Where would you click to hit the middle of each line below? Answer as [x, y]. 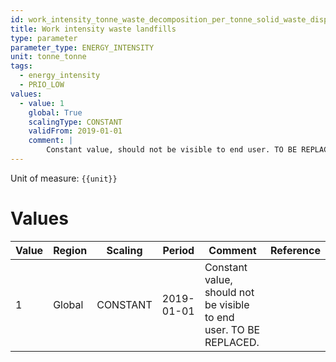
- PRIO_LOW [42, 85]
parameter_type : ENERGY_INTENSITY [82, 47]
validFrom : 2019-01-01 [75, 131]
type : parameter [44, 38]
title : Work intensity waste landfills [93, 29]
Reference [295, 250]
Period [178, 250]
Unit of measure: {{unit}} [64, 178]
